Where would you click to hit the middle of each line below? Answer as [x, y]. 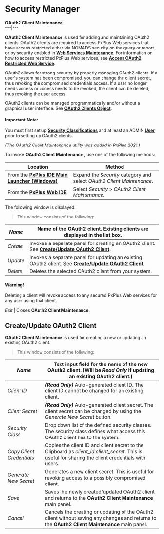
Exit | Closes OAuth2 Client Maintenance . [48, 310]
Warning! [15, 285]
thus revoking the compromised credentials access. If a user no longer [76, 83]
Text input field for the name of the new [101, 364]
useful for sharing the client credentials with [95, 458]
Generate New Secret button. [78, 417]
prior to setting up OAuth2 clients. [39, 136]
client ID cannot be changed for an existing [94, 391]
